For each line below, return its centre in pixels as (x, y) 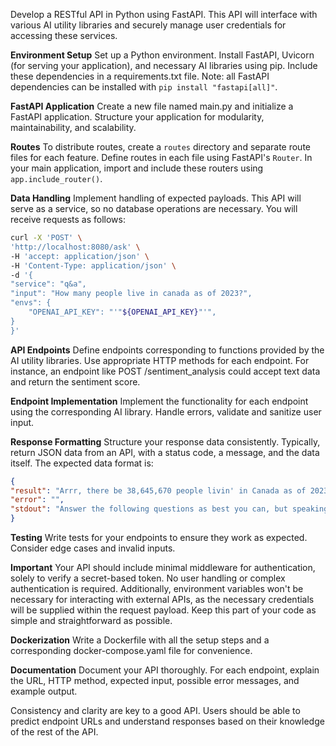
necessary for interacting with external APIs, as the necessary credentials (162, 599)
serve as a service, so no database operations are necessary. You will (154, 208)
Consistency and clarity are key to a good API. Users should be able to (155, 710)
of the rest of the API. (54, 732)
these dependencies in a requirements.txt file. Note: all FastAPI (140, 76)
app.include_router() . (56, 178)
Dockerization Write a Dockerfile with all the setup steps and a (140, 640)
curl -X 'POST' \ (46, 238)
